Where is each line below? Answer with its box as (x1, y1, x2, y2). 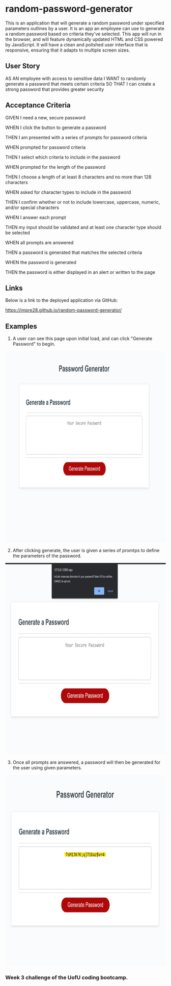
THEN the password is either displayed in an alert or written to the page (5, 269, 155, 275)
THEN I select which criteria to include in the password (5, 154, 121, 160)
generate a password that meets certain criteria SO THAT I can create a (5, 81, 155, 87)
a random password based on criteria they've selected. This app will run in (5, 31, 162, 37)
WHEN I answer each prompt (5, 214, 66, 220)
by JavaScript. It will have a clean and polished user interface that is (5, 41, 149, 47)
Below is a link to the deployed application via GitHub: (5, 297, 118, 303)
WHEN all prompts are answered (5, 239, 74, 245)
